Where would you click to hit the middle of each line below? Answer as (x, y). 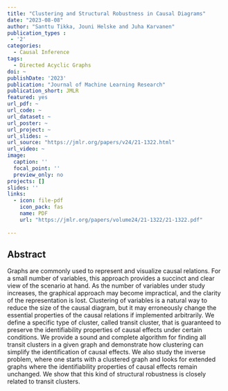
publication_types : (37, 33)
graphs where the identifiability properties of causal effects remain (102, 367)
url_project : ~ (29, 130)
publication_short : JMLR (43, 91)
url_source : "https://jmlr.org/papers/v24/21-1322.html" (91, 143)
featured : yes (28, 98)
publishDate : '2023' (37, 78)
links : (17, 194)
